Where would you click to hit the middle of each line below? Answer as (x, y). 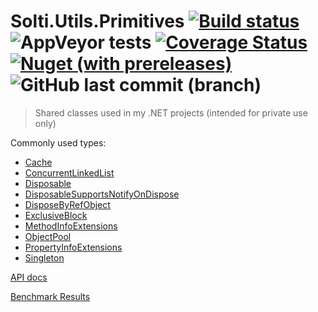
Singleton (44, 257)
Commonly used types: (58, 142)
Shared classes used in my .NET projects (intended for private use (171, 112)
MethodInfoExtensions (71, 226)
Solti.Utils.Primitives (97, 21)
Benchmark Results (50, 296)
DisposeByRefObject (67, 204)
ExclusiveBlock (56, 215)
